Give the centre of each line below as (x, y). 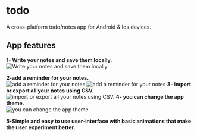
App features (31, 46)
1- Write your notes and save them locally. (59, 60)
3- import (179, 84)
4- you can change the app (150, 96)
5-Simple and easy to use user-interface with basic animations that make (99, 121)
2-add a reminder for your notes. (48, 77)
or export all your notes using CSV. (50, 91)
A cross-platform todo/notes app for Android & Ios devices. (79, 27)
